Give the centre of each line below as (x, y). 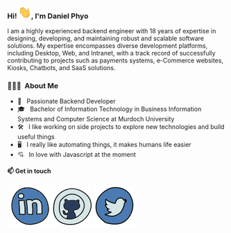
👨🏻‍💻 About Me (33, 86)
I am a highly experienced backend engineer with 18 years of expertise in (112, 31)
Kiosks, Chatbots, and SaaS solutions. (61, 68)
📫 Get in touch (29, 171)
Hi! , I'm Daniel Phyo (48, 16)
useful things (36, 137)
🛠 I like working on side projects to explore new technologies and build (121, 126)
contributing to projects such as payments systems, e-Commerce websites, (115, 60)
